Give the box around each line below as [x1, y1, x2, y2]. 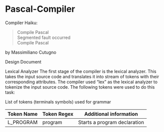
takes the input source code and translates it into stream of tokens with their [5, 73, 160, 79]
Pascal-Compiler [5, 3, 75, 15]
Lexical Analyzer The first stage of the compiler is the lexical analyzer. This [5, 68, 157, 74]
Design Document [5, 59, 42, 65]
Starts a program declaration [78, 119, 144, 126]
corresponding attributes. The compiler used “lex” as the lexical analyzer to [5, 79, 158, 85]
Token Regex [42, 110, 74, 117]
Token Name [7, 110, 38, 117]
